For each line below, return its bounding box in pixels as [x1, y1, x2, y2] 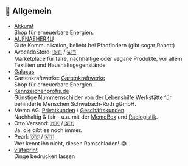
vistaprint [13, 146, 38, 153]
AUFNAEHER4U [13, 35, 54, 43]
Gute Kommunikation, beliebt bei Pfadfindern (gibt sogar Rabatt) [13, 41, 175, 49]
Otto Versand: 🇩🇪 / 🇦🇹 [13, 119, 74, 126]
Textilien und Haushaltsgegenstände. [13, 61, 107, 69]
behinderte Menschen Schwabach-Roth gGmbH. [13, 100, 137, 107]
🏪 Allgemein [5, 6, 52, 16]
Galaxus [13, 67, 35, 75]
